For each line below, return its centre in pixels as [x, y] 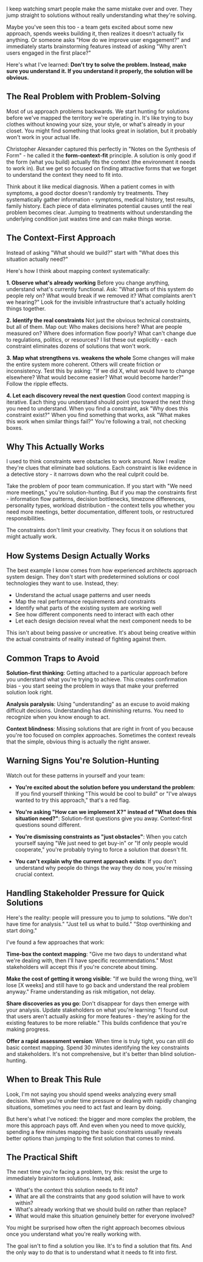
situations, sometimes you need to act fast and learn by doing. [84, 1107]
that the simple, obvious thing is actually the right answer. [78, 742]
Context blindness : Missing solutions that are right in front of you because [100, 729]
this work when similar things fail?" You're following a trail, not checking [96, 421]
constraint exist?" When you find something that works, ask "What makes [98, 415]
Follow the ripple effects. [37, 384]
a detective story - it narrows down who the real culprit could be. [88, 474]
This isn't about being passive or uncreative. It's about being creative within [101, 633]
